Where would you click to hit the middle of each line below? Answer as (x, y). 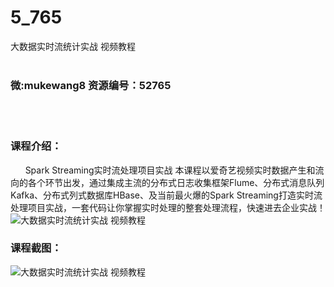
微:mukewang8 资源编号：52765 (91, 85)
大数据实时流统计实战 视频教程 (73, 46)
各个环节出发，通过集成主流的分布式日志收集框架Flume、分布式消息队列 (176, 182)
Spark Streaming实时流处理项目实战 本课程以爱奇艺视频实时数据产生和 (170, 170)
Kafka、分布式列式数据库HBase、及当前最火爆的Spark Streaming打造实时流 (166, 195)
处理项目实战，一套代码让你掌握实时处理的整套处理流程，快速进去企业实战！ (168, 207)
